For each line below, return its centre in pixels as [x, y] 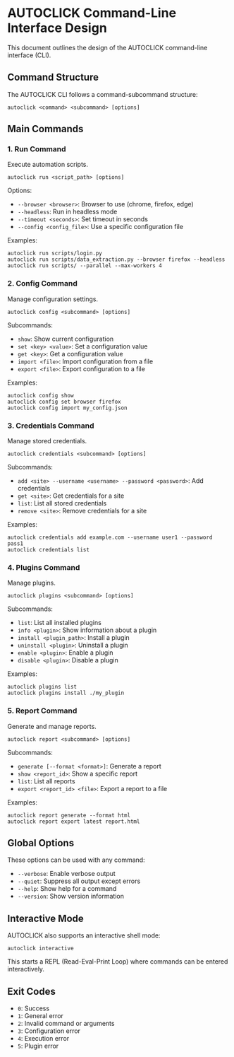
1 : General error [40, 1016]
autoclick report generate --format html [69, 815]
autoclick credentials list [49, 550]
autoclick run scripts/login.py [55, 253]
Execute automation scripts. [48, 165]
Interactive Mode [46, 918]
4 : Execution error [43, 1039]
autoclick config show [41, 395]
